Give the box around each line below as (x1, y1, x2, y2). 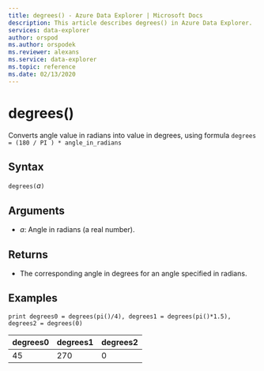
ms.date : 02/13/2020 (8, 70, 77, 78)
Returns (8, 248, 49, 261)
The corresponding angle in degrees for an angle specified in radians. (19, 269, 247, 278)
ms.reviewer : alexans (8, 48, 80, 56)
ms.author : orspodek (8, 41, 77, 49)
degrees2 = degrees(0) (8, 319, 83, 328)
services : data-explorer (8, 26, 90, 34)
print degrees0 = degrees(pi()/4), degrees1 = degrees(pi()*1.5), (8, 313, 232, 320)
